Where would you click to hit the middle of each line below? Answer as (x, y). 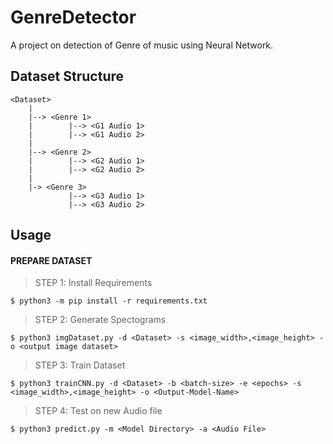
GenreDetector (73, 17)
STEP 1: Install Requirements (93, 283)
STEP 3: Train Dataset (80, 365)
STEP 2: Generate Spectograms (100, 320)
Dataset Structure (67, 76)
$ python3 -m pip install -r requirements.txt (109, 301)
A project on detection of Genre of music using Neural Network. (142, 45)
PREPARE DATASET (51, 260)
